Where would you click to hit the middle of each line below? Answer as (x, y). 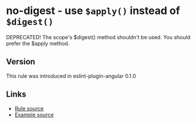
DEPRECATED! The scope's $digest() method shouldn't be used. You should (98, 37)
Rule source (29, 108)
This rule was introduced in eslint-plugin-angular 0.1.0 (71, 76)
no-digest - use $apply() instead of (93, 11)
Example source (34, 115)
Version (21, 62)
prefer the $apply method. (38, 43)
